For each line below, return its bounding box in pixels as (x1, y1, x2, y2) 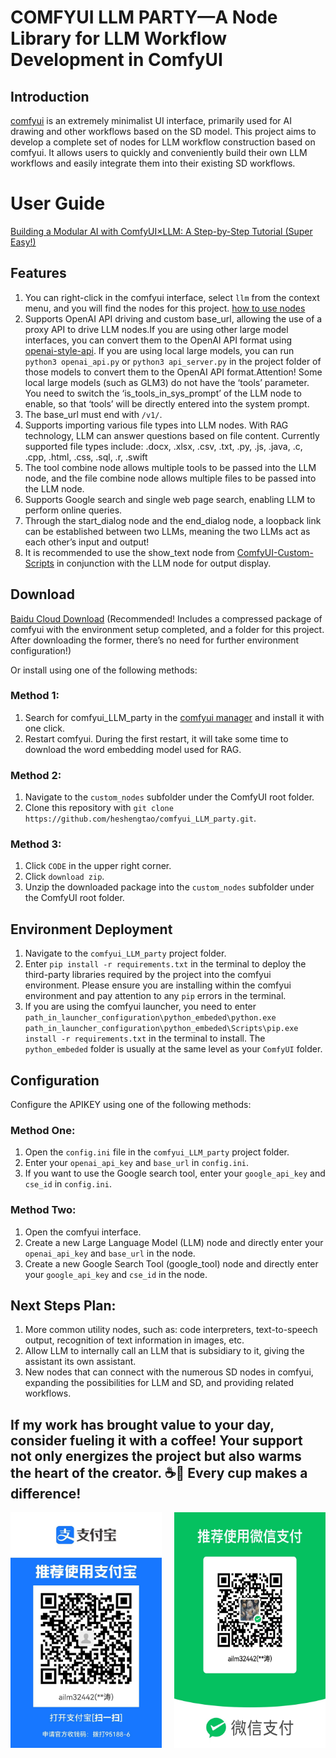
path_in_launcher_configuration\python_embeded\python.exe (24, 1013, 277, 1023)
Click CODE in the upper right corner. (24, 860, 172, 872)
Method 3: (10, 837, 62, 851)
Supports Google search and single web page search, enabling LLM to (24, 493, 316, 505)
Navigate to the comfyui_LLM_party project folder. (24, 947, 227, 960)
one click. (24, 722, 66, 734)
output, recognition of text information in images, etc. (24, 1334, 245, 1346)
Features (10, 265, 67, 282)
